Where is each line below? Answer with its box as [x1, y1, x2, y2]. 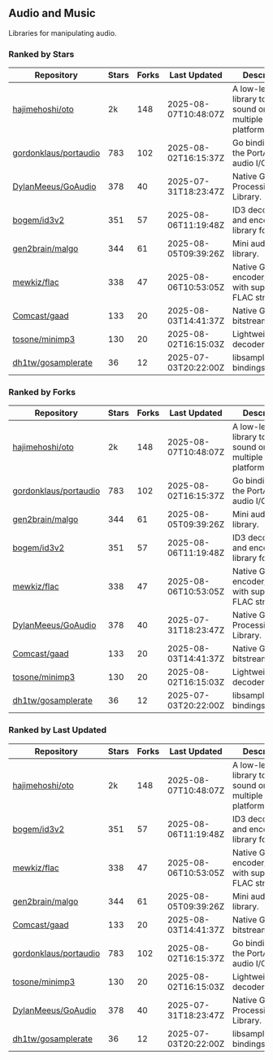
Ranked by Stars [8, 48, 75, 59]
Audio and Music [8, 7, 96, 20]
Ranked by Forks [8, 387, 76, 398]
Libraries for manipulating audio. [8, 28, 117, 37]
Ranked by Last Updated [8, 725, 107, 736]
